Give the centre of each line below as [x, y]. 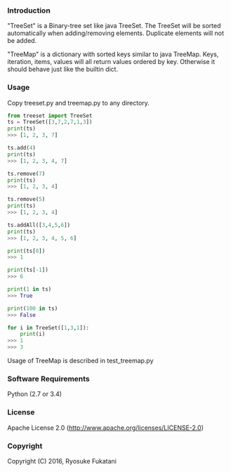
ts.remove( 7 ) [26, 173]
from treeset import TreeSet [50, 116]
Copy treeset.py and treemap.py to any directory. [78, 103]
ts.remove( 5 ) [26, 199]
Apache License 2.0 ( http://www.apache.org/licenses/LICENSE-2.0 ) [105, 428]
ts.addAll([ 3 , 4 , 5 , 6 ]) [39, 225]
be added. [22, 41]
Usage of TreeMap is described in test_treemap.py [80, 361]
